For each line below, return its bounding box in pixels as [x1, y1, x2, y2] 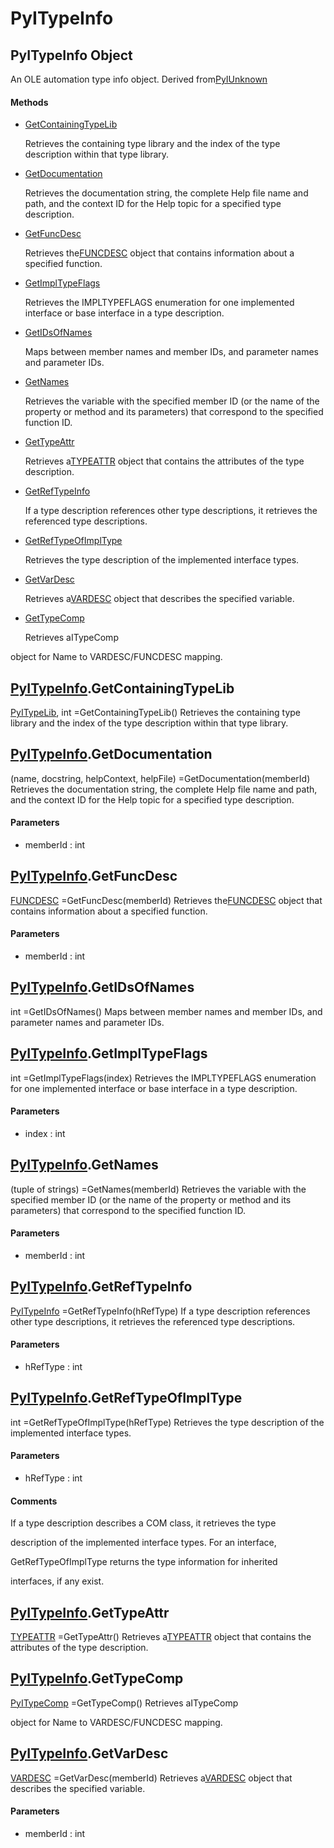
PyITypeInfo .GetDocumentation [10, 746, 213, 763]
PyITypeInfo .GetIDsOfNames [10, 979, 195, 996]
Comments [10, 1495, 58, 1507]
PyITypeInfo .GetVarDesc [10, 1745, 169, 1762]
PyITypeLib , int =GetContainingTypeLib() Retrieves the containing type [10, 707, 302, 719]
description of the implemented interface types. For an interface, [10, 1537, 277, 1549]
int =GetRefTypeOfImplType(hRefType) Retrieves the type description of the [10, 1416, 325, 1428]
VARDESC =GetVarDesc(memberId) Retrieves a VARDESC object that [10, 1772, 293, 1784]
